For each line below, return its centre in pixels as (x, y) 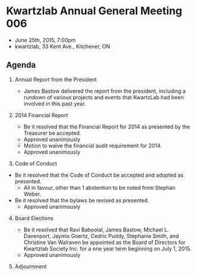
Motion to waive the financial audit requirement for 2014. (93, 145)
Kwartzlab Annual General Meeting (94, 11)
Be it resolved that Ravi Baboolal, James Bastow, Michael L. (96, 230)
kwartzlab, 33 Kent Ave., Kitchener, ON (62, 46)
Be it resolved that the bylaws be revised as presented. (82, 200)
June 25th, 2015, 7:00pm (45, 40)
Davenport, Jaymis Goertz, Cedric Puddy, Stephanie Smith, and (101, 236)
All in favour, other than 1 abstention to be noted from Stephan (99, 187)
